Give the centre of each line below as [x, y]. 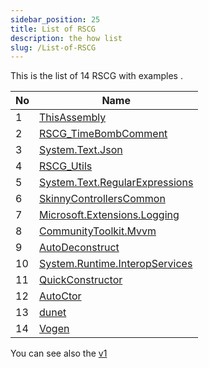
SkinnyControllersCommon [102, 199]
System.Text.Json [81, 150]
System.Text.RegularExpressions [116, 183]
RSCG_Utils [66, 166]
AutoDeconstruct [79, 248]
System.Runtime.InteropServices [116, 264]
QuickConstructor [81, 280]
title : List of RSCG [53, 29]
